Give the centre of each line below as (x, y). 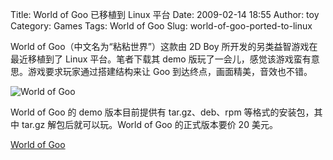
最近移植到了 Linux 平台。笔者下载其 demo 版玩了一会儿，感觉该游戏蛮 (156, 59)
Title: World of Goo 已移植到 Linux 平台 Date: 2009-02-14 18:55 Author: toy (165, 14)
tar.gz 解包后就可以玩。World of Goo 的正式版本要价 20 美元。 (149, 124)
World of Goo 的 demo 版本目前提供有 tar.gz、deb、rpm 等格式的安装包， (162, 112)
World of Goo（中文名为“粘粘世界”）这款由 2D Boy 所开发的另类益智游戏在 (164, 46)
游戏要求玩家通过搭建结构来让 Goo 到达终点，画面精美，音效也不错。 (170, 71)
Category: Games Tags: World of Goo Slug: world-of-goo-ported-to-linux (161, 26)
